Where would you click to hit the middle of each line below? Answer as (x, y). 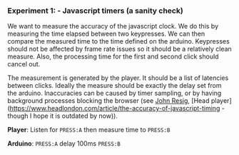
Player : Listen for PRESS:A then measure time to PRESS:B (89, 130)
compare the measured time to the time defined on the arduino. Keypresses (118, 41)
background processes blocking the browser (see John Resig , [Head (108, 101)
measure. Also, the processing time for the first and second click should (113, 56)
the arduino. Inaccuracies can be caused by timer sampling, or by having (115, 93)
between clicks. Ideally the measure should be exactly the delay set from (115, 86)
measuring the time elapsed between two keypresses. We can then (106, 34)
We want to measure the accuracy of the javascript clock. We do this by (113, 26)
